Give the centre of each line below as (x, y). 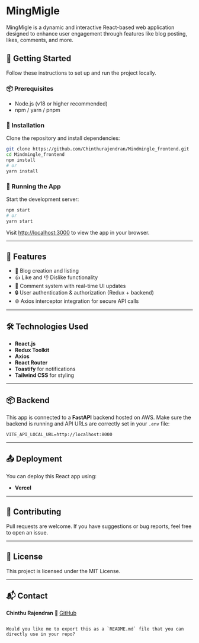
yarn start (20, 221)
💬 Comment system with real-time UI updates (70, 286)
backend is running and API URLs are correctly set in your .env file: (88, 424)
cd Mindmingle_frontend (36, 155)
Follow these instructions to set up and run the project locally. (81, 73)
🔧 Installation (25, 125)
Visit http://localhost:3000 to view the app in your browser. (78, 232)
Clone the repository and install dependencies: (63, 138)
